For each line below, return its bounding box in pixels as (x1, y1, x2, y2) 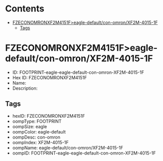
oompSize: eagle (12, 123, 47, 130)
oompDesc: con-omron (12, 134, 61, 140)
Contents (5, 3, 45, 14)
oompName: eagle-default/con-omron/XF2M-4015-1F (12, 145, 124, 151)
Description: (12, 85, 38, 91)
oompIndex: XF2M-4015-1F (12, 139, 69, 145)
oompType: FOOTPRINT (12, 118, 62, 124)
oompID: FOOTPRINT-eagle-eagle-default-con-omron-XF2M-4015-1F (12, 150, 156, 156)
